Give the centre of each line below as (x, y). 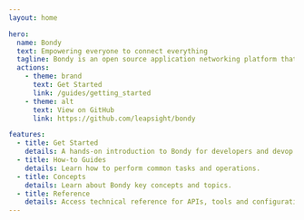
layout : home (33, 18)
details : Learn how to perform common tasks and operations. (142, 168)
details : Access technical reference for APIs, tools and (137, 202)
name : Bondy (39, 43)
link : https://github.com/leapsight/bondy (114, 119)
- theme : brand (54, 77)
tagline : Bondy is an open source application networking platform (147, 60)
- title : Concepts (52, 177)
